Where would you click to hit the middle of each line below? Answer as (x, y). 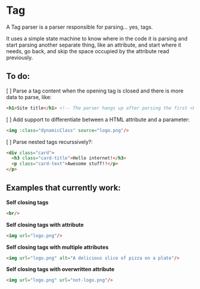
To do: (18, 76)
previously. (20, 57)
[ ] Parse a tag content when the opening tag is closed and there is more (95, 91)
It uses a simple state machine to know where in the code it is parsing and (97, 38)
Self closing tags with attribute (45, 225)
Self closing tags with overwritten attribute (60, 269)
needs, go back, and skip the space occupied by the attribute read (88, 51)
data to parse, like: (29, 97)
